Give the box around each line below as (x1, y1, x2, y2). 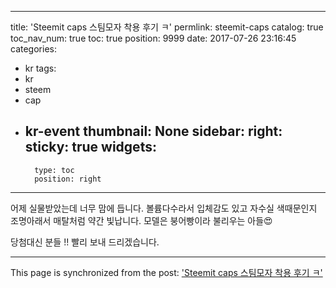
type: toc (34, 165, 75, 175)
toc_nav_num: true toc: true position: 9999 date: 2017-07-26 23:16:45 (10, 32, 297, 44)
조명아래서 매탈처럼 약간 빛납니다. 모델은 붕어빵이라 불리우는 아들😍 (10, 214, 273, 226)
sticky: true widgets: (24, 139, 157, 156)
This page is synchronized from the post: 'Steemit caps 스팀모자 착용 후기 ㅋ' (10, 266, 323, 278)
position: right (34, 174, 102, 184)
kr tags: (24, 62, 57, 74)
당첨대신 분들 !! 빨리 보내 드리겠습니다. (10, 236, 160, 248)
